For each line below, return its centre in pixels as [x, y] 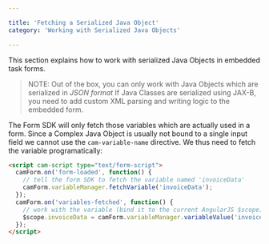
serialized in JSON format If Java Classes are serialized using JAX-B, [142, 92]
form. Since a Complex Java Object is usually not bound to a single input [128, 134]
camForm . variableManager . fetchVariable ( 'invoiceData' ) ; [118, 188]
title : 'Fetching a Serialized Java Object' [84, 22]
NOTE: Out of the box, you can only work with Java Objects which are [143, 84]
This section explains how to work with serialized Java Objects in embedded [134, 60]
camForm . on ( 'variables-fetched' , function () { [94, 202]
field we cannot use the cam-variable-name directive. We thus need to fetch [132, 142]
